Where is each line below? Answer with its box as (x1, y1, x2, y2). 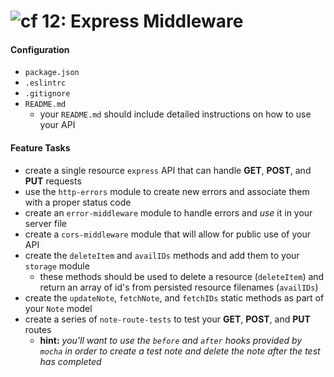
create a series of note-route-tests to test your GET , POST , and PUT (24, 313, 311, 325)
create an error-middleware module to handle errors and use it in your (24, 206, 313, 219)
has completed (39, 355, 102, 367)
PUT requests (24, 175, 82, 187)
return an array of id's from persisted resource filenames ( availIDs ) (39, 281, 319, 293)
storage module (24, 260, 90, 272)
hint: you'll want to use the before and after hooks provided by (39, 334, 303, 346)
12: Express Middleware (41, 10, 244, 33)
